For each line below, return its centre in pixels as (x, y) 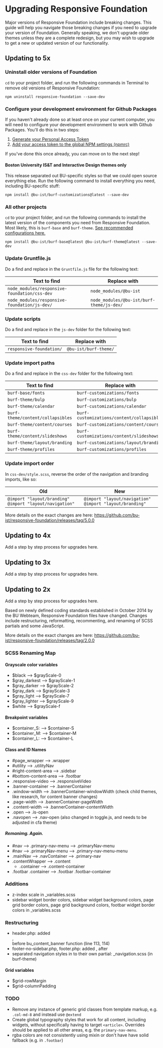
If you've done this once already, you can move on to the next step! (72, 153)
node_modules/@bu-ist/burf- (123, 300)
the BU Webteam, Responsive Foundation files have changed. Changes (76, 615)
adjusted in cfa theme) (34, 822)
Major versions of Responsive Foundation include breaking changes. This (78, 22)
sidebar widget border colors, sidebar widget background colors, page (83, 899)
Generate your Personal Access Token (50, 139)
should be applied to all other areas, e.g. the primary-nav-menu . (74, 1030)
